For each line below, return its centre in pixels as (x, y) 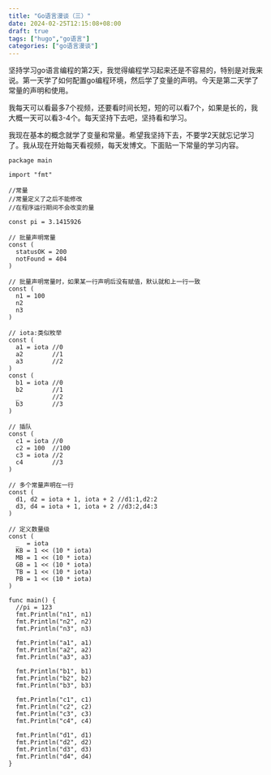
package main (30, 161)
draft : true (28, 31)
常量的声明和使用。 (41, 91)
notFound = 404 (41, 259)
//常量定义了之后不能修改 (45, 200)
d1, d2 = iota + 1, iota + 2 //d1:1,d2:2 (87, 500)
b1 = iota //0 (39, 383)
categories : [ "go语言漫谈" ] (54, 46)
